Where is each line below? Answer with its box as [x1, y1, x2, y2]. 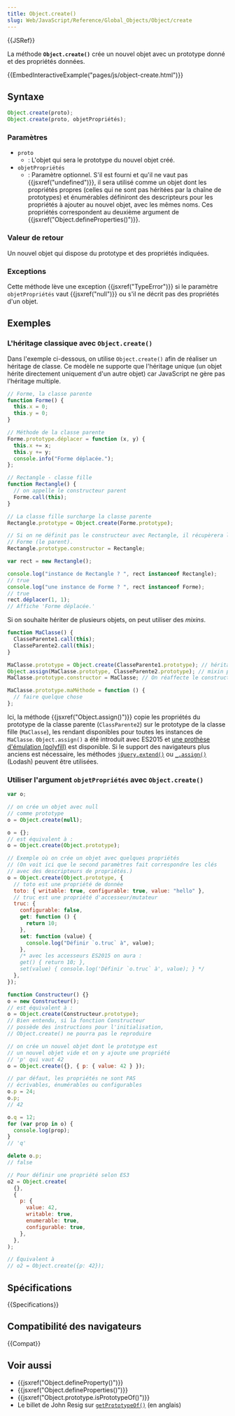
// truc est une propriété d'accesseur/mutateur [13, 894, 158, 901]
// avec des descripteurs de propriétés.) [7, 868, 133, 875]
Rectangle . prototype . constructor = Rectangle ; [7, 545, 145, 552]
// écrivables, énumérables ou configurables [7, 1082, 142, 1089]
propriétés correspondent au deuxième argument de [27, 208, 180, 216]
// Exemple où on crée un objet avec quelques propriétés [7, 855, 180, 862]
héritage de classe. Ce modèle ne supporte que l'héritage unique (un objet [7, 362, 222, 370]
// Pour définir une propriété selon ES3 [7, 1171, 130, 1178]
